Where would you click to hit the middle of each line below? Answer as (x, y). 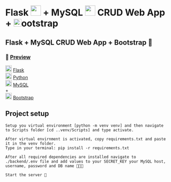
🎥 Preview (18, 57)
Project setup (27, 114)
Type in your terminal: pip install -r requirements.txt (67, 148)
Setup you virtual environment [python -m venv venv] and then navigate (84, 126)
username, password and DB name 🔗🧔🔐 (44, 166)
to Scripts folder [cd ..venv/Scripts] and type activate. (70, 130)
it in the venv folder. (31, 144)
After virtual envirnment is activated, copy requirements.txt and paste (86, 139)
